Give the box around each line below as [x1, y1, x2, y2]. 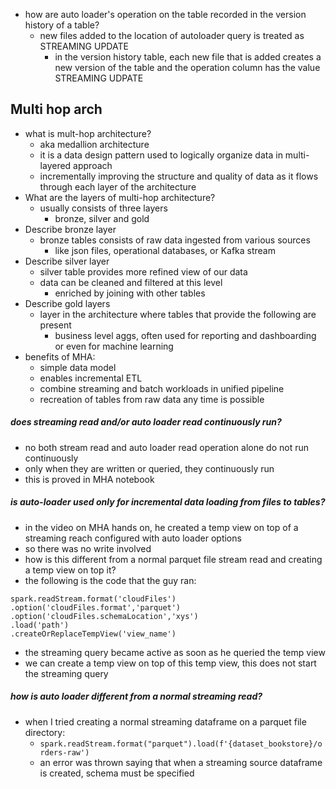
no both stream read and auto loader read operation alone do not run [24, 441, 309, 453]
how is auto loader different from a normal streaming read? [10, 690, 263, 703]
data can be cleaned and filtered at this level [39, 276, 223, 288]
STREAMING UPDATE [39, 40, 129, 52]
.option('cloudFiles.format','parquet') [10, 602, 182, 613]
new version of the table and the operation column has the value [54, 62, 321, 73]
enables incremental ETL [39, 372, 143, 384]
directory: [24, 726, 66, 738]
